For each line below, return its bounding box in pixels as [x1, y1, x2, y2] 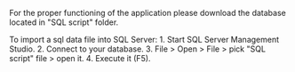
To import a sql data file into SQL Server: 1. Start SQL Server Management [9, 35, 280, 44]
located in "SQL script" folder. [9, 17, 119, 28]
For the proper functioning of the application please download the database [9, 8, 286, 18]
